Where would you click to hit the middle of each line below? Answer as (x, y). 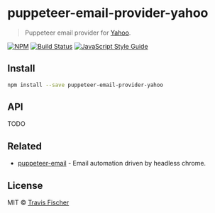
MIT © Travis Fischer (38, 202)
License (25, 185)
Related (25, 146)
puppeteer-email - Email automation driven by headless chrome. (112, 163)
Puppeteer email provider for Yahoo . (78, 33)
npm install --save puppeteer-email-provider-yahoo (85, 85)
